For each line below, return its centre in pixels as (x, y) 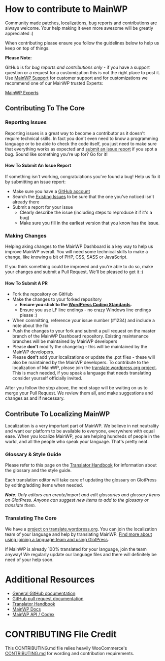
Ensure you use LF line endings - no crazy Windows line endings (85, 310)
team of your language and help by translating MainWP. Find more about (79, 534)
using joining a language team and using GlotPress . (57, 539)
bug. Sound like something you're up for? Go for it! (56, 154)
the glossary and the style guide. (38, 471)
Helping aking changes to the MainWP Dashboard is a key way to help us (79, 246)
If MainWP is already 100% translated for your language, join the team (76, 549)
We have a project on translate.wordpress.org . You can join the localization (81, 529)
